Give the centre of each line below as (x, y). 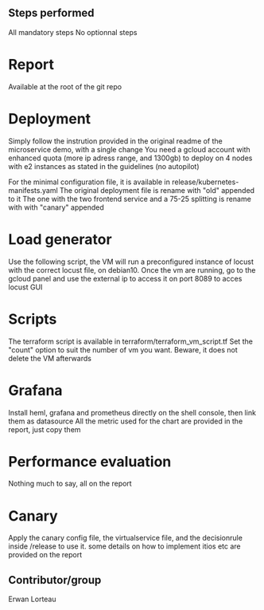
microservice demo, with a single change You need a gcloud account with (129, 149)
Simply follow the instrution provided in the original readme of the (115, 141)
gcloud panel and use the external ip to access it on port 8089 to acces (125, 278)
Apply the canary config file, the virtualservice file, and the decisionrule (125, 538)
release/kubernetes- (206, 182)
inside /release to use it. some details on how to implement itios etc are (124, 546)
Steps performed (51, 13)
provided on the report (45, 555)
